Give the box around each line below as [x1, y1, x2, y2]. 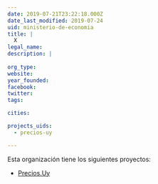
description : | [7, 51, 53, 58]
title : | [7, 30, 33, 38]
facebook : [7, 83, 37, 91]
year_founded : [7, 76, 50, 84]
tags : [7, 97, 23, 104]
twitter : [7, 90, 33, 97]
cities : [7, 110, 31, 117]
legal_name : [7, 44, 43, 51]
